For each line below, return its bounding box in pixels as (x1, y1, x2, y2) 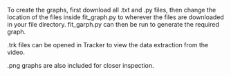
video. (7, 48, 26, 56)
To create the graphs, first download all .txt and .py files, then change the (7, 6, 216, 14)
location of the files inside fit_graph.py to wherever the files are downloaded (7, 13, 225, 21)
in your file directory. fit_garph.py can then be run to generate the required (7, 21, 219, 28)
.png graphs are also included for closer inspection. (7, 62, 154, 69)
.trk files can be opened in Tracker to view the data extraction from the (7, 41, 209, 49)
